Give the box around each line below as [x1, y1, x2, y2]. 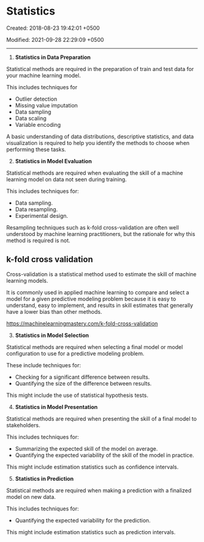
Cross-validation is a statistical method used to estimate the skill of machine [6, 270, 197, 277]
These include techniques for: [6, 361, 81, 368]
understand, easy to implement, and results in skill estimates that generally [6, 302, 193, 309]
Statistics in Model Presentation [15, 403, 98, 410]
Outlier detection [15, 95, 58, 103]
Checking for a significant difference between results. [15, 373, 150, 381]
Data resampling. [15, 205, 58, 213]
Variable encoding [15, 121, 61, 128]
